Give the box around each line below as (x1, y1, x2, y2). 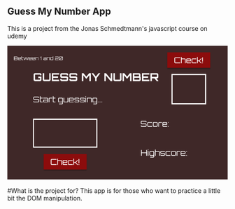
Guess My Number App (7, 6, 111, 18)
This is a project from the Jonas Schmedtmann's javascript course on (7, 24, 208, 32)
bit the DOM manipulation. (7, 194, 83, 202)
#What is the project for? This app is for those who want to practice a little (7, 186, 221, 195)
